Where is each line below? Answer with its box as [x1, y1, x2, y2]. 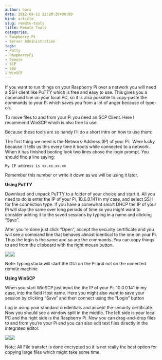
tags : [5, 43, 16, 48]
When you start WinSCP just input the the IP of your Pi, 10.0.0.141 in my [5, 284, 147, 291]
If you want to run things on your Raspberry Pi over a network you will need [5, 84, 157, 90]
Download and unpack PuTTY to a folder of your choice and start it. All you [5, 191, 156, 197]
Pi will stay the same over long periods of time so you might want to [5, 206, 141, 212]
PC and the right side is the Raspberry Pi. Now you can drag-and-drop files [5, 315, 156, 320]
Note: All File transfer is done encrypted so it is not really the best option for [5, 344, 157, 350]
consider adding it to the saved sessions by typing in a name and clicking [5, 212, 152, 217]
